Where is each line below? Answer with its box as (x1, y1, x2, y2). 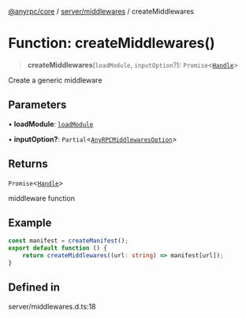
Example (8, 216, 52, 229)
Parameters (8, 98, 67, 112)
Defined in (8, 281, 61, 294)
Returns (8, 157, 49, 171)
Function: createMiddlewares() (8, 35, 215, 52)
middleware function (8, 193, 75, 203)
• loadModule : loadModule (8, 119, 94, 128)
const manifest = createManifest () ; (8, 237, 129, 245)
